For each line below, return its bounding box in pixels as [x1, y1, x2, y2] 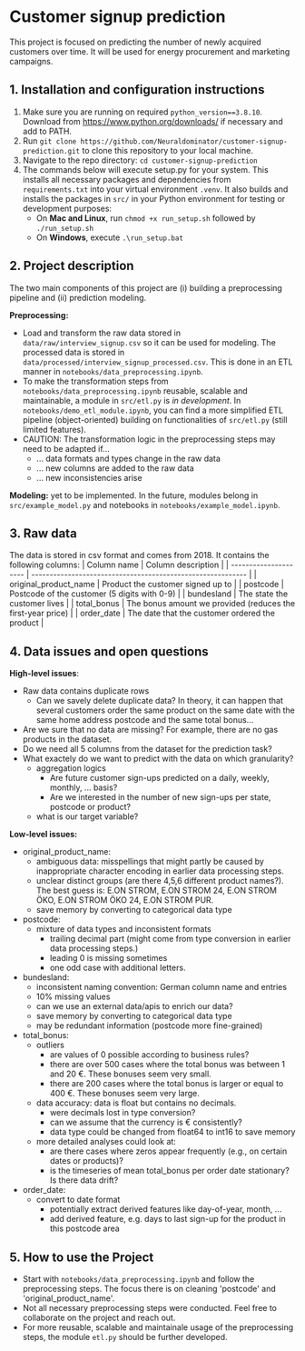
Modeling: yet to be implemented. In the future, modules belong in [9, 489, 259, 501]
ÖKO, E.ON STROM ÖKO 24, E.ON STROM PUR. [35, 895, 214, 906]
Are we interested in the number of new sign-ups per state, [49, 792, 271, 803]
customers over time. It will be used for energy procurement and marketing [9, 45, 290, 56]
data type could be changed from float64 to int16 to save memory [49, 1126, 296, 1137]
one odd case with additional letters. [49, 962, 186, 974]
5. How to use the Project [9, 1249, 154, 1265]
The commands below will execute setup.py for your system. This [22, 164, 270, 175]
